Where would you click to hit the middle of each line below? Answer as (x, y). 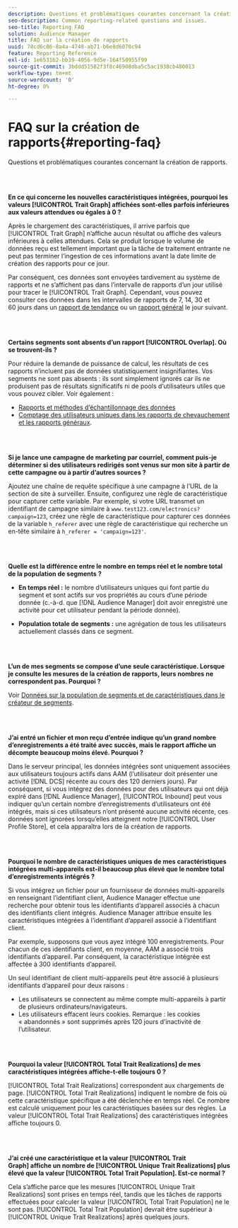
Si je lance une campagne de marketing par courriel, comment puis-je (113, 457)
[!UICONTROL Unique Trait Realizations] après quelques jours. (99, 1217)
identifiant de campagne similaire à (59, 509)
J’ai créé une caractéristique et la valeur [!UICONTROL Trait (97, 1158)
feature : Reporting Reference (53, 54)
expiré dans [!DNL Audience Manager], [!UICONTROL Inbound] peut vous (115, 797)
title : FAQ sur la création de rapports (69, 40)
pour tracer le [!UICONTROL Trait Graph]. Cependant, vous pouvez (105, 292)
